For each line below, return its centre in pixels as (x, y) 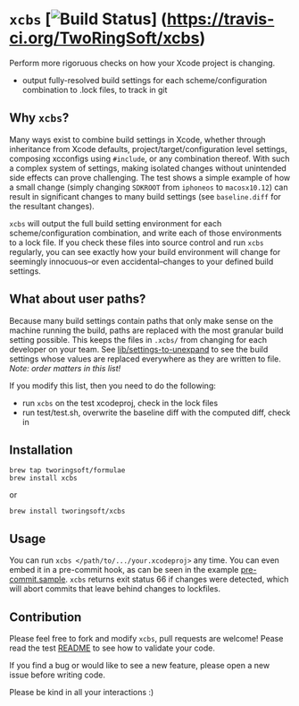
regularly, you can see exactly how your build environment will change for (145, 251)
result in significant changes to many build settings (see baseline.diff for (145, 196)
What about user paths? (78, 299)
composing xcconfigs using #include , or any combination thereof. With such (149, 158)
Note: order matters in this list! (65, 368)
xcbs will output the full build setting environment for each (116, 223)
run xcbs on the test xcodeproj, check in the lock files (120, 403)
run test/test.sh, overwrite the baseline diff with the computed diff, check (156, 413)
